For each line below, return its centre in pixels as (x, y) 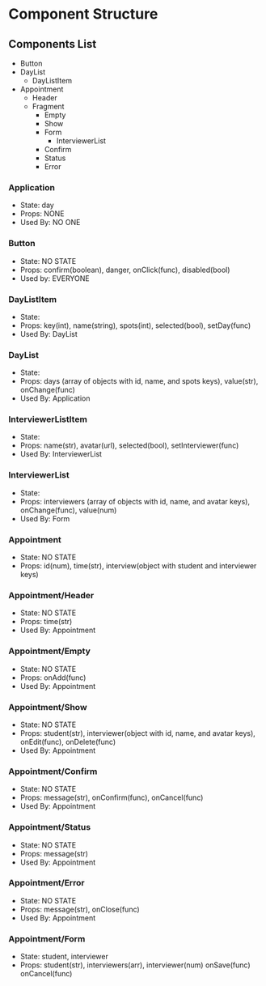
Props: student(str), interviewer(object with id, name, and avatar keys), (138, 733)
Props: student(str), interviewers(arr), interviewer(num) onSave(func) (135, 965)
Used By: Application (55, 398)
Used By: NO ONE (50, 223)
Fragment (48, 106)
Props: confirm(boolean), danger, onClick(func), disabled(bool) (125, 270)
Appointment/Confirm (53, 771)
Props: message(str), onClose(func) (80, 909)
